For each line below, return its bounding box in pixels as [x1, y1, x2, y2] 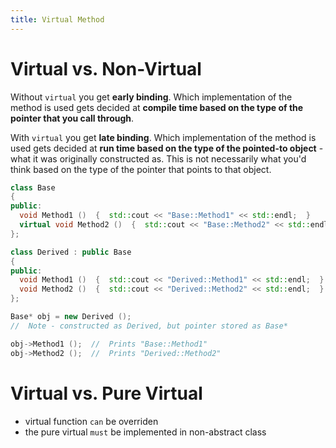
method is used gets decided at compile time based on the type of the [10, 101, 304, 113]
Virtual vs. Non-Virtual [10, 57, 202, 80]
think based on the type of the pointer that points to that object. [10, 163, 272, 175]
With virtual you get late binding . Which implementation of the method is [10, 131, 317, 143]
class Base [10, 182, 56, 193]
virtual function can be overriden [24, 415, 159, 427]
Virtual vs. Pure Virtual [10, 382, 203, 405]
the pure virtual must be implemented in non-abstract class [24, 426, 267, 438]
